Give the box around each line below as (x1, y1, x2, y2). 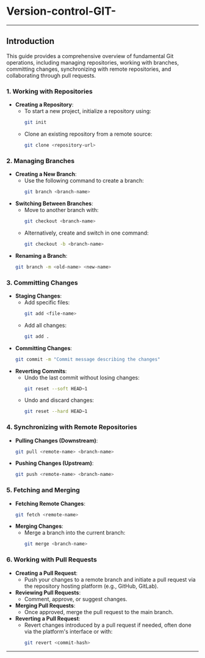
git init (24, 119, 47, 126)
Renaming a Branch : (15, 252, 68, 259)
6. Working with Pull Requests (6, 555, 98, 564)
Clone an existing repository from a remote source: (24, 130, 153, 137)
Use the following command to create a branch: (24, 177, 145, 185)
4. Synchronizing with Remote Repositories (6, 423, 137, 431)
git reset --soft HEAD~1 (24, 386, 88, 392)
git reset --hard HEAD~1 (24, 408, 88, 415)
